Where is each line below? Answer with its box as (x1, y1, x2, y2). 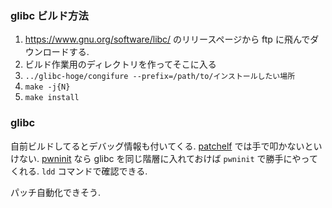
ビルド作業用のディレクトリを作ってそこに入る (24, 58, 217, 71)
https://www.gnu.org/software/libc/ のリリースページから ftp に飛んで (24, 33, 311, 46)
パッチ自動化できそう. (10, 186, 102, 198)
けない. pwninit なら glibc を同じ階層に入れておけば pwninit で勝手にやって (10, 152, 318, 164)
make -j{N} (24, 82, 71, 92)
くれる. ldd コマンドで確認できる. (10, 165, 148, 177)
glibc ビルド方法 (10, 8, 89, 22)
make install (24, 93, 80, 103)
